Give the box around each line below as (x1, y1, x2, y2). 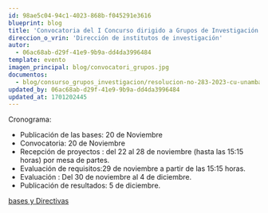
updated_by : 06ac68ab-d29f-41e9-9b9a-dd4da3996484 (8, 85, 180, 94)
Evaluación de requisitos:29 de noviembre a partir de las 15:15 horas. (19, 164, 246, 173)
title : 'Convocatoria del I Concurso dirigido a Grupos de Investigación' (8, 26, 262, 34)
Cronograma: (8, 114, 52, 124)
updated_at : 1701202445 (8, 93, 88, 101)
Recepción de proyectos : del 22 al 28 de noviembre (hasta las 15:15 (19, 147, 244, 157)
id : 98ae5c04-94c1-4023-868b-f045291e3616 (8, 11, 152, 20)
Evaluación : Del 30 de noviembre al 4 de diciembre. (19, 172, 192, 182)
